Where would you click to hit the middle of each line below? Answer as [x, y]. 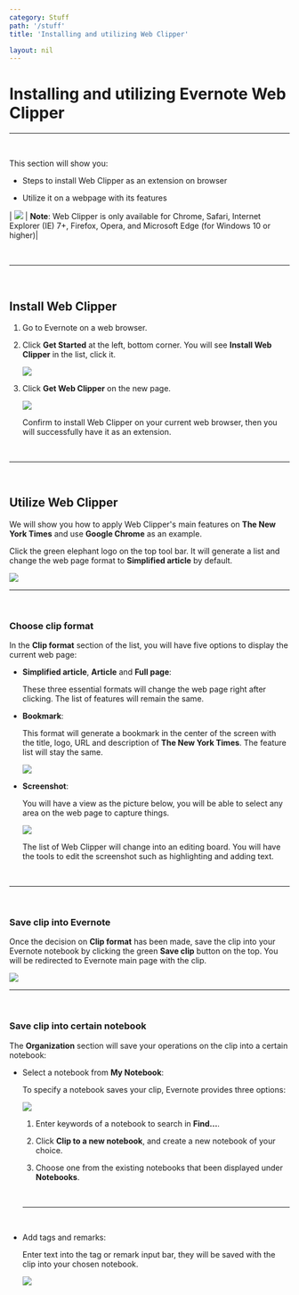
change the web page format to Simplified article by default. [121, 560]
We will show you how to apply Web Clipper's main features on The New [142, 524]
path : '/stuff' [37, 26]
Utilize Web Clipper [64, 503]
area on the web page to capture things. [96, 813]
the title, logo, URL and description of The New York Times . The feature [154, 743]
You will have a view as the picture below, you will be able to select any [152, 804]
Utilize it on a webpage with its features [94, 198]
